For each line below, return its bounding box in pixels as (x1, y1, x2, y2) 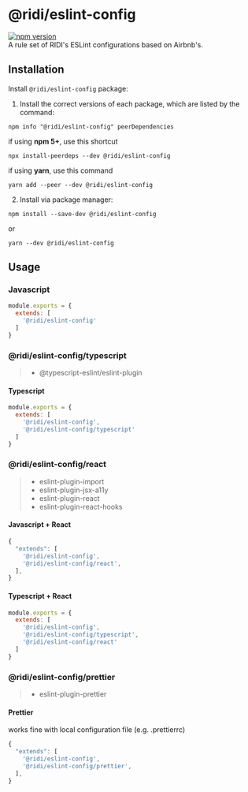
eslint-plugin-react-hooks (39, 502, 123, 511)
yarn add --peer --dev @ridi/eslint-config (8, 181, 154, 189)
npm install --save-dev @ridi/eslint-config (8, 210, 157, 218)
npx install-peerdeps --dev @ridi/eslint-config (8, 151, 171, 159)
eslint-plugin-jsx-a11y (39, 485, 109, 495)
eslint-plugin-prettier (39, 689, 107, 699)
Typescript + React (8, 591, 72, 600)
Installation (8, 63, 65, 77)
